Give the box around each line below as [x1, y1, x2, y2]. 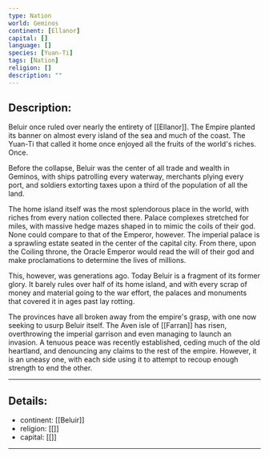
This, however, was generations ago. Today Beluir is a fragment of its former [8, 271, 261, 281]
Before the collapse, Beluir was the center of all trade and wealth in [8, 164, 230, 173]
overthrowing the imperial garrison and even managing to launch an [8, 330, 232, 339]
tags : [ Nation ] [8, 57, 59, 65]
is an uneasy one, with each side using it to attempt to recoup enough [8, 354, 239, 365]
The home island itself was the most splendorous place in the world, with [8, 204, 250, 214]
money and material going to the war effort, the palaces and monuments [8, 288, 247, 297]
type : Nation [8, 11, 52, 20]
